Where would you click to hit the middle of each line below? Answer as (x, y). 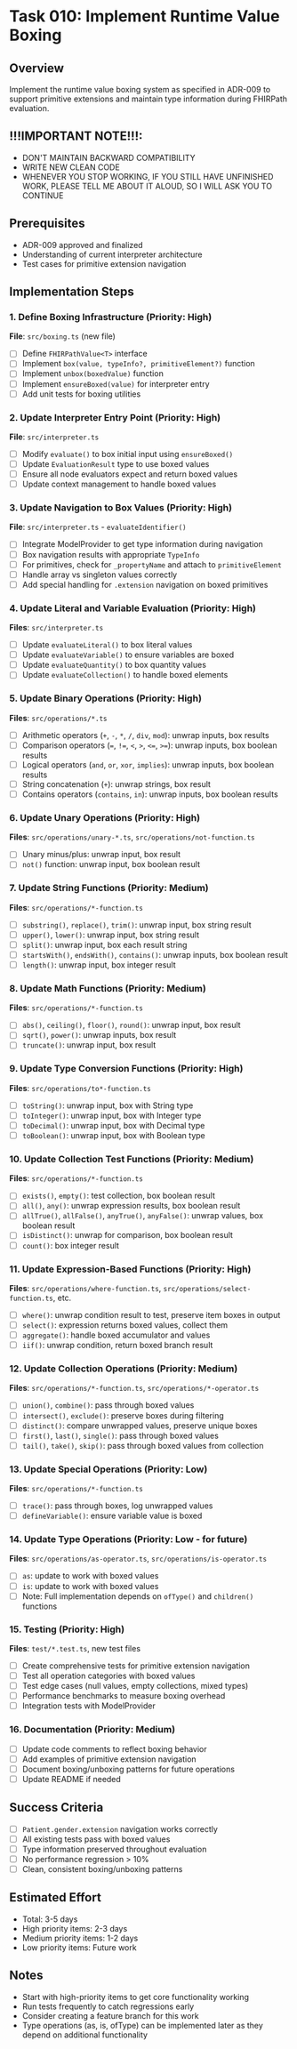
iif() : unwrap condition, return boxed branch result (117, 1346)
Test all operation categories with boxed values (108, 1676)
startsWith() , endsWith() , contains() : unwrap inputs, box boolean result (155, 954)
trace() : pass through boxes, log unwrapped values (117, 1506)
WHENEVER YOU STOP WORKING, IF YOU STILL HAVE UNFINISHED (148, 176)
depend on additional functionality (85, 2035)
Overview (37, 68)
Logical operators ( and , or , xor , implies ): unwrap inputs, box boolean (148, 764)
